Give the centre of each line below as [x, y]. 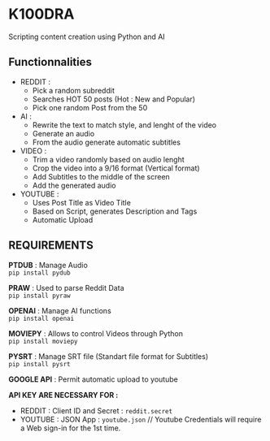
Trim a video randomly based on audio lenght [108, 159]
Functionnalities [50, 62]
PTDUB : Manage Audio [48, 265]
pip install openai [41, 318]
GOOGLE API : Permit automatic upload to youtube [94, 379]
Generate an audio [63, 133]
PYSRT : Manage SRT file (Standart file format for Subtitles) [109, 356]
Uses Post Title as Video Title [82, 202]
